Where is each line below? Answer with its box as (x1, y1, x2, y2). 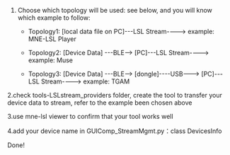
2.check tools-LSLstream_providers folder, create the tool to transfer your (7, 91, 223, 99)
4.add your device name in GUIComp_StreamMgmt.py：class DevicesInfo (7, 127, 222, 135)
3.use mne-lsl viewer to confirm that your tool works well (7, 113, 173, 120)
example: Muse (28, 56, 73, 64)
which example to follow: (17, 13, 91, 22)
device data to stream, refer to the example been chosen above (7, 98, 192, 107)
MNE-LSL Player (28, 35, 76, 43)
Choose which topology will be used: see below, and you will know (17, 6, 212, 14)
